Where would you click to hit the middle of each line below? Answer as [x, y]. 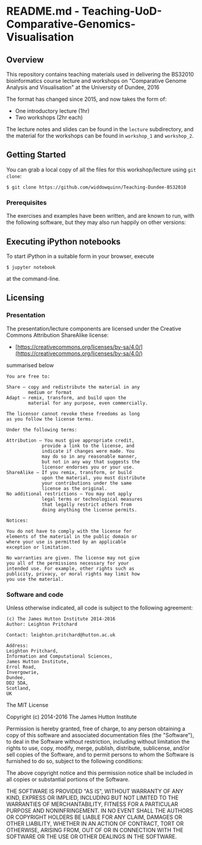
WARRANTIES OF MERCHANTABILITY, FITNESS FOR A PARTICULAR [92, 804]
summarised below [30, 365]
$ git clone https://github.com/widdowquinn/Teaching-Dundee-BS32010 [96, 187]
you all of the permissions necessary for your [68, 563]
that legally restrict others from [87, 505]
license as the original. [75, 488]
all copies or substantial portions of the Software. [68, 779]
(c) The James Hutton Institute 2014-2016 [61, 619]
